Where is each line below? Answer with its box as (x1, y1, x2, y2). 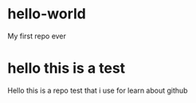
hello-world (7, 5, 87, 23)
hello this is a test (7, 59, 126, 77)
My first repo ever (7, 31, 67, 41)
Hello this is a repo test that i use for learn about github (7, 85, 188, 95)
